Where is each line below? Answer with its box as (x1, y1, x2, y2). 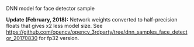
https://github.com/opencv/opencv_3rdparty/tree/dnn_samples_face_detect (6, 28, 188, 35)
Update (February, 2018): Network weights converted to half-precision (6, 16, 178, 23)
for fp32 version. (39, 35, 79, 41)
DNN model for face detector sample (6, 5, 95, 12)
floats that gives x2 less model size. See (6, 23, 103, 29)
